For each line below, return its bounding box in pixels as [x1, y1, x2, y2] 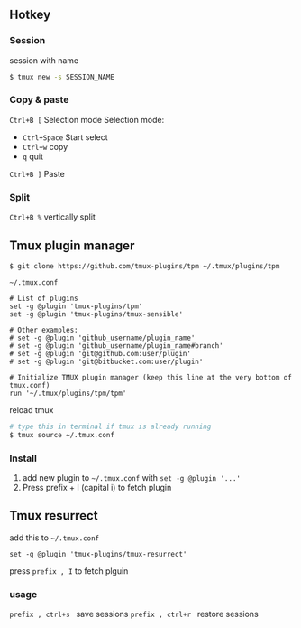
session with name [9, 54, 79, 66]
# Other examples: [9, 325, 78, 334]
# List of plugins [9, 294, 78, 303]
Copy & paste [9, 94, 69, 107]
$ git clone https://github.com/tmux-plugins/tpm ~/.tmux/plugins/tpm [9, 261, 280, 270]
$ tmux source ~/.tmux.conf [9, 430, 115, 439]
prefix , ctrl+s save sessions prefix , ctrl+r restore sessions [9, 609, 259, 619]
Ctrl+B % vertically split [9, 211, 96, 222]
